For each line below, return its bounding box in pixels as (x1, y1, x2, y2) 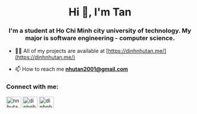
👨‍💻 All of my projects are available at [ (14, 47, 108, 55)
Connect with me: (6, 83, 59, 91)
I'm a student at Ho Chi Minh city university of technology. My (8, 27, 192, 35)
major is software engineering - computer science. (24, 34, 176, 42)
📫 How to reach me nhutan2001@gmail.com (14, 65, 129, 73)
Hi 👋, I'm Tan (68, 5, 132, 19)
